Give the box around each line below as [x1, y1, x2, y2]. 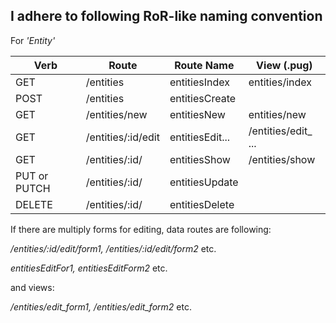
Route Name [174, 58, 235, 72]
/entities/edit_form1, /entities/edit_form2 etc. [10, 300, 192, 313]
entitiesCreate [169, 91, 237, 105]
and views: [10, 281, 55, 293]
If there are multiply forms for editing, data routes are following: [10, 223, 272, 235]
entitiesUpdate [169, 175, 239, 189]
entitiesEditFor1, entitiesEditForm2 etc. [10, 262, 168, 274]
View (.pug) [256, 58, 313, 72]
